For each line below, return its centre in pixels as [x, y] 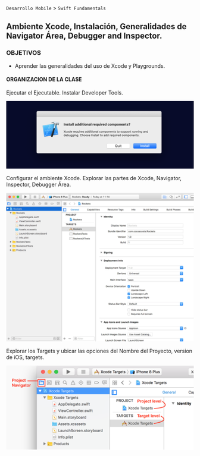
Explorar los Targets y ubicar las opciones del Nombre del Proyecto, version [99, 351]
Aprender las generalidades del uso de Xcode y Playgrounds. [90, 66]
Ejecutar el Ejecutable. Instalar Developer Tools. [65, 92]
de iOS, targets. [25, 357]
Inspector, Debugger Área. [39, 185]
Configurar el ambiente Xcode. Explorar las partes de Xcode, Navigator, [94, 178]
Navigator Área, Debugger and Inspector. [84, 36]
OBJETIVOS [24, 53]
